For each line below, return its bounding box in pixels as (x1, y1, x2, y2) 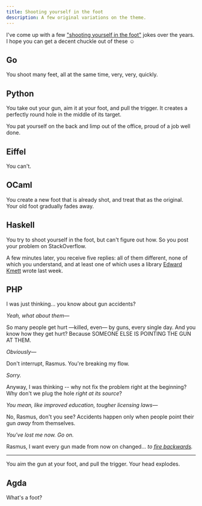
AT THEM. (6, 336, 31, 344)
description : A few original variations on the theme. (6, 14, 147, 21)
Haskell (6, 220, 35, 230)
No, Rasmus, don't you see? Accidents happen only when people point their (6, 413, 194, 420)
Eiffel (6, 146, 26, 157)
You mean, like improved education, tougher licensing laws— (6, 402, 158, 409)
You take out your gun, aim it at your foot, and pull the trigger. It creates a (6, 104, 188, 112)
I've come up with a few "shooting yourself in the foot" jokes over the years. (6, 31, 195, 38)
